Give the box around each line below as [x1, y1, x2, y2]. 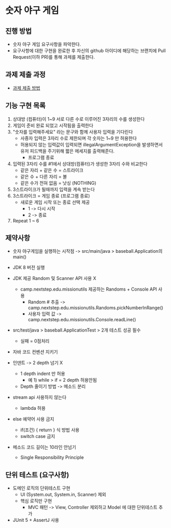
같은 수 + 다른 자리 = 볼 [20, 173, 67, 180]
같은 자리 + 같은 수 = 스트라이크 [20, 167, 84, 173]
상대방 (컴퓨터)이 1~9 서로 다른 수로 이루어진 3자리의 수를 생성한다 [12, 116, 145, 122]
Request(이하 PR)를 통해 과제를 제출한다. [12, 54, 95, 60]
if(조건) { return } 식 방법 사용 [20, 427, 80, 433]
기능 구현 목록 [5, 101, 46, 110]
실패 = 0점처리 [20, 338, 50, 344]
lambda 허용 [20, 405, 46, 411]
